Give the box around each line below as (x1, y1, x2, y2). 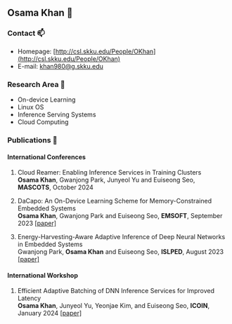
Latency (17, 294, 41, 302)
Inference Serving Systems (17, 110, 96, 119)
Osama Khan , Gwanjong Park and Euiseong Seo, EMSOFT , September (17, 212, 223, 220)
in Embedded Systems (17, 240, 83, 249)
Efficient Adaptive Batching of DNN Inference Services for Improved (17, 287, 215, 295)
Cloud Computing (17, 117, 69, 126)
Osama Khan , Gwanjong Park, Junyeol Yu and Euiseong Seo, (17, 176, 195, 184)
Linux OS (17, 102, 44, 111)
